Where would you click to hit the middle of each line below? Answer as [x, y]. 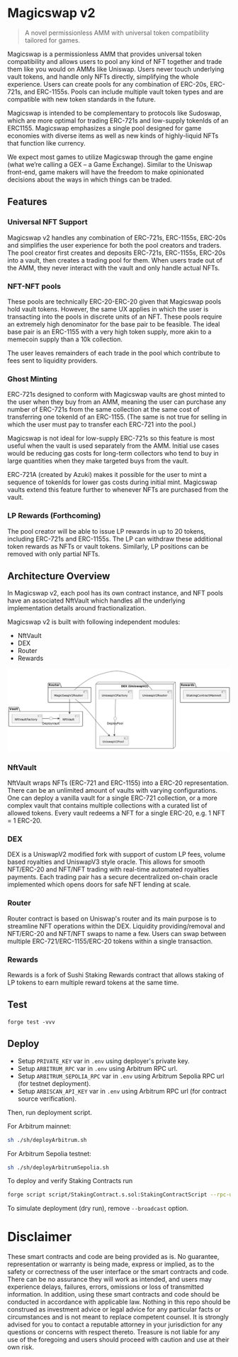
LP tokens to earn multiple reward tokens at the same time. [93, 983]
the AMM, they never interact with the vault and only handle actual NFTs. [114, 268]
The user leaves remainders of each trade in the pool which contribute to [114, 353]
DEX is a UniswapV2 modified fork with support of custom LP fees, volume [116, 855]
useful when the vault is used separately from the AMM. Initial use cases [113, 446]
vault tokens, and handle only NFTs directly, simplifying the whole [103, 77]
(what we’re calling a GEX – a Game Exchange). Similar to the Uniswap [110, 164]
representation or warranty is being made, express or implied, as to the [111, 1264]
